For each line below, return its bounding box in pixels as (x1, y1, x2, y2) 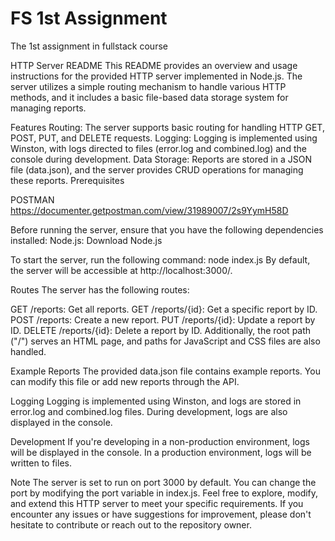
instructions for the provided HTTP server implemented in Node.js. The (10, 70, 303, 82)
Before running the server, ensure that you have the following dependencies (10, 223, 324, 236)
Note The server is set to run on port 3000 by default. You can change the (10, 476, 317, 488)
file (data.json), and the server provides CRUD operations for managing (10, 163, 304, 176)
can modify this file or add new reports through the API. (10, 375, 240, 387)
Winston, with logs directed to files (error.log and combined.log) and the (10, 142, 307, 154)
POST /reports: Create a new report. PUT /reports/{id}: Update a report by (10, 313, 316, 326)
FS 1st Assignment (10, 7, 168, 30)
